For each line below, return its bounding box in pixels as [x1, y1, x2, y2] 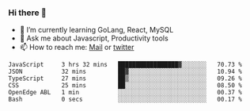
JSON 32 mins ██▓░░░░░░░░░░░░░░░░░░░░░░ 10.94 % [8, 67, 243, 76]
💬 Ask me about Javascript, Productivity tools [19, 33, 169, 43]
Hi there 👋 [8, 7, 47, 18]
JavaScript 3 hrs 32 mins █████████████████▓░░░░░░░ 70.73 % [8, 61, 243, 69]
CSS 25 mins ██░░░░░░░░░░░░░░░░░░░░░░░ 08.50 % [8, 82, 243, 90]
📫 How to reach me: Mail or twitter [19, 43, 134, 52]
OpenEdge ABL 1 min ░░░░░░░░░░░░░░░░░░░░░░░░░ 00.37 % [8, 89, 243, 97]
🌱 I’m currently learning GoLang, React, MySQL [19, 25, 174, 35]
